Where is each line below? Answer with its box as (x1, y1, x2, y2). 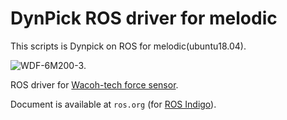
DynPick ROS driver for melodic (10, 7, 278, 30)
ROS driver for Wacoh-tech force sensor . (10, 78, 179, 91)
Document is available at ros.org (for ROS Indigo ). (10, 98, 217, 110)
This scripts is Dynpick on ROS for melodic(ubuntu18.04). (10, 40, 247, 52)
